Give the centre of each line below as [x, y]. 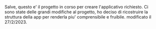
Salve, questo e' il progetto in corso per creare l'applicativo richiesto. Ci [77, 7]
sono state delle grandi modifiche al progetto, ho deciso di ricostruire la [76, 12]
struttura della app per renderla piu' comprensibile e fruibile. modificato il [78, 17]
